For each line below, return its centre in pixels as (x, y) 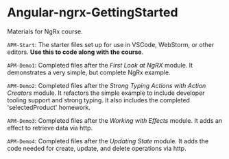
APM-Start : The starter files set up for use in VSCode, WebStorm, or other (111, 44)
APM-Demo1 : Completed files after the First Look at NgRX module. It (100, 65)
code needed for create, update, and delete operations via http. (97, 148)
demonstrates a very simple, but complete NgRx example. (89, 72)
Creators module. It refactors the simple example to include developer (106, 93)
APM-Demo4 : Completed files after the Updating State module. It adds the (108, 141)
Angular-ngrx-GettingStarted (93, 13)
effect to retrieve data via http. (50, 128)
